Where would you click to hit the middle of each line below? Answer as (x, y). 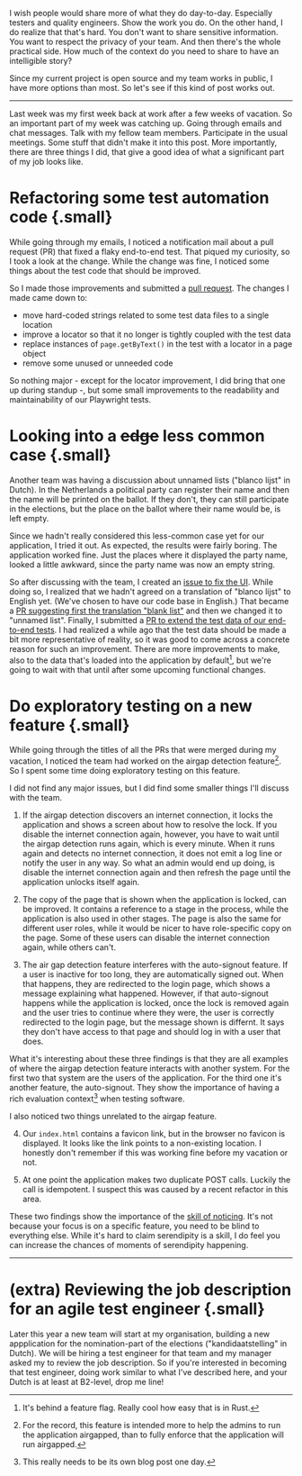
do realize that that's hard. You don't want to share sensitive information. (144, 32)
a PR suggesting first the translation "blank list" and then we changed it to (146, 611)
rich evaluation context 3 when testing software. (97, 1098)
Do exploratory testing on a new (131, 706)
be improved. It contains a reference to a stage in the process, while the (155, 910)
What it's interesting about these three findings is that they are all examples (149, 1059)
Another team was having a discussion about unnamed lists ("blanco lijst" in (150, 480)
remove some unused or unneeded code (98, 363)
